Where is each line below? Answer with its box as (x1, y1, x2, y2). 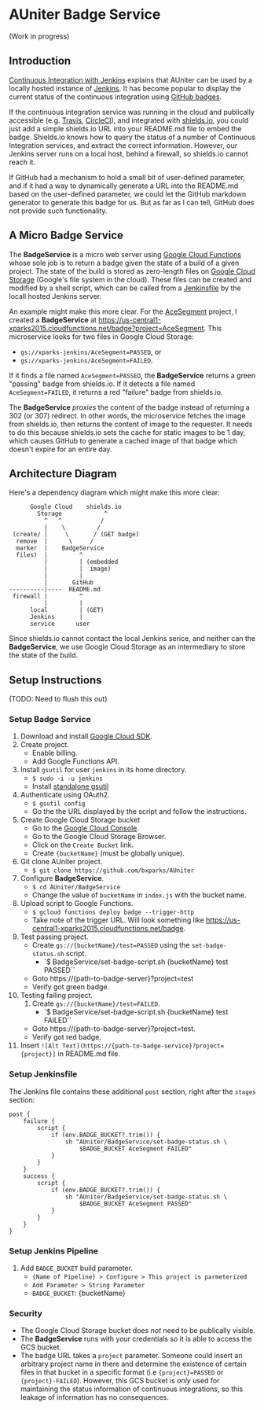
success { (23, 1172, 56, 1180)
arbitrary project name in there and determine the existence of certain (20, 1359, 247, 1369)
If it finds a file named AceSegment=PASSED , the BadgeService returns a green (9, 370, 256, 380)
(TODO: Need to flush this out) (9, 694, 108, 704)
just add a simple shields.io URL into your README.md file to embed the (9, 123, 242, 133)
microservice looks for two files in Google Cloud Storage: (9, 332, 195, 341)
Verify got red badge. (31, 1033, 101, 1042)
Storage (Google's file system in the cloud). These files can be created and (9, 274, 252, 284)
